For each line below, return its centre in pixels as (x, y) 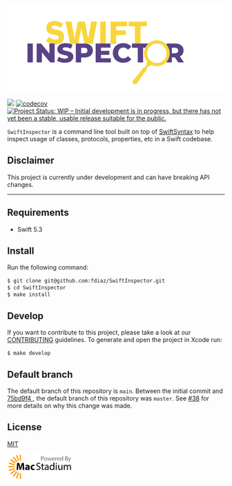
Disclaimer (31, 161)
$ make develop (29, 354)
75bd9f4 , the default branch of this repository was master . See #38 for (108, 398)
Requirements (38, 213)
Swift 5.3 (30, 229)
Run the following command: (48, 267)
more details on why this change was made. (70, 406)
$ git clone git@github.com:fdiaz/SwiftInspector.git (86, 281)
